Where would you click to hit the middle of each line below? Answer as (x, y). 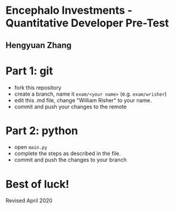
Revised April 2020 (29, 200)
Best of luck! (37, 184)
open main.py (31, 147)
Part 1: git (29, 71)
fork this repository (38, 87)
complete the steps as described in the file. (67, 154)
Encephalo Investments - (69, 10)
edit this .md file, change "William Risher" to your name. (83, 100)
